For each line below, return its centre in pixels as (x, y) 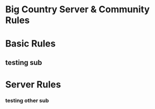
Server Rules (33, 84)
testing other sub (27, 100)
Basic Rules (30, 44)
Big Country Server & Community (77, 9)
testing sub (24, 62)
